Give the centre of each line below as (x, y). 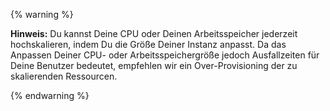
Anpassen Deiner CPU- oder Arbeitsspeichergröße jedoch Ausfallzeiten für (165, 55)
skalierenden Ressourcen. (64, 76)
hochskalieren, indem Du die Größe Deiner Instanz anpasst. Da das (148, 44)
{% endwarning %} (50, 95)
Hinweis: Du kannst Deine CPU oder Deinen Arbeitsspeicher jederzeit (154, 33)
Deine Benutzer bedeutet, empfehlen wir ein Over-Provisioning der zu (154, 65)
